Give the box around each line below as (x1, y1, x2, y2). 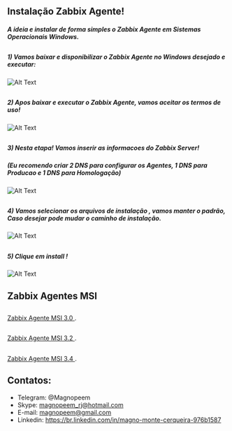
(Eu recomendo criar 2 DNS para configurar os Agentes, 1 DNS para (7, 161, 208, 170)
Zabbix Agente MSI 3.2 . (7, 334, 77, 342)
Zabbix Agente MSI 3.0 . (7, 313, 77, 322)
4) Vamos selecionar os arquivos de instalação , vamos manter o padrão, (7, 206, 226, 215)
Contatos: (7, 374, 52, 387)
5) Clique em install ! (7, 252, 68, 260)
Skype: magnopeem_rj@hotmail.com (17, 400, 124, 409)
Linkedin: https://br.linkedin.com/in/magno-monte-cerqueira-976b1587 (17, 416, 222, 424)
